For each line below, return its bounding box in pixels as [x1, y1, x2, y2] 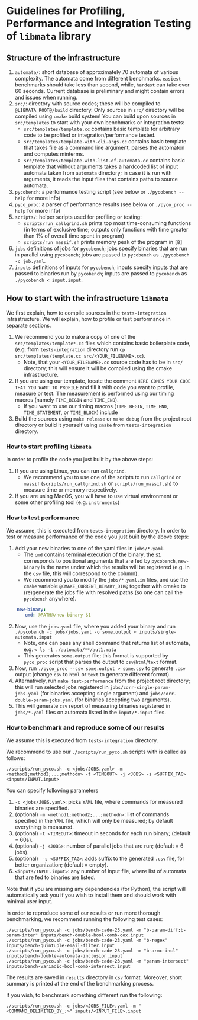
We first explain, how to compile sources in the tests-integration [6, 309, 167, 316]
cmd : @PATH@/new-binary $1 [24, 612, 92, 618]
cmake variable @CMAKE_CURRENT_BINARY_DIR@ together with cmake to [23, 582, 186, 590]
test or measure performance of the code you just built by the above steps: [6, 533, 189, 540]
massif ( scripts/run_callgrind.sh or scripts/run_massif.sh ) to [23, 480, 178, 487]
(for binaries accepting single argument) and [40, 690, 149, 697]
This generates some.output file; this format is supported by [23, 652, 168, 659]
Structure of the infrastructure [6, 53, 121, 63]
